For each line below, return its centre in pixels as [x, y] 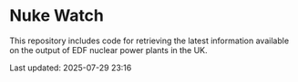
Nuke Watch [57, 16]
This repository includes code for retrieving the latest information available [149, 41]
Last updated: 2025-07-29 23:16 [71, 68]
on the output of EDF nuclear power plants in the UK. [108, 50]
